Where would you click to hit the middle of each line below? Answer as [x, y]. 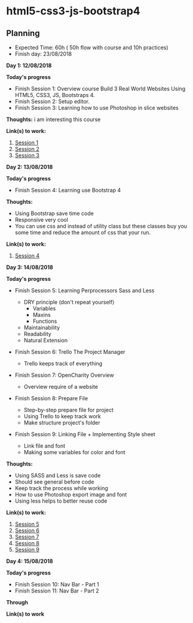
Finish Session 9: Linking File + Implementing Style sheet [85, 434]
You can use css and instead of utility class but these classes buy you [101, 226]
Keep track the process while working [62, 488]
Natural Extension [45, 340]
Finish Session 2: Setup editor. [52, 101]
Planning [23, 33]
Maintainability [42, 327]
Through [17, 602]
